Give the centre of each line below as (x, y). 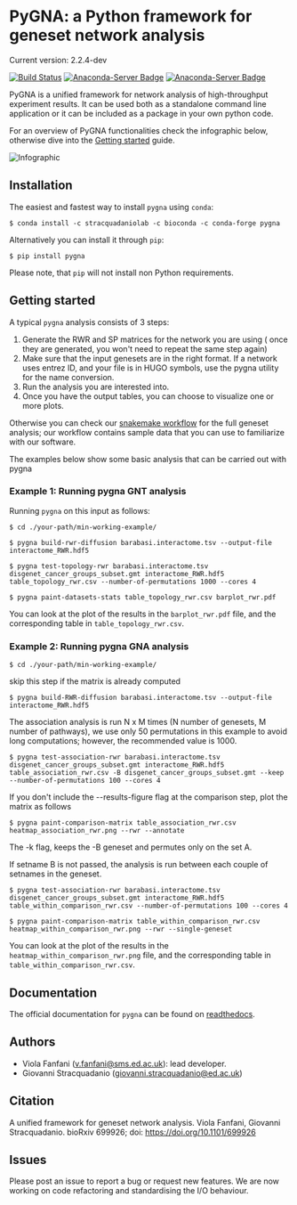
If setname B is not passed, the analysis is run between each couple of (139, 865)
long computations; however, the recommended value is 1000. (123, 741)
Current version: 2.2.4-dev (58, 60)
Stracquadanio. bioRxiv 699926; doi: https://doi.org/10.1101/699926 (132, 1132)
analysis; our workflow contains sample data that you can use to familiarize (147, 432)
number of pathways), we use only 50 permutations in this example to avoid (148, 731)
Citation (32, 1101)
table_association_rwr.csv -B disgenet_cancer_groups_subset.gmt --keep (147, 773)
